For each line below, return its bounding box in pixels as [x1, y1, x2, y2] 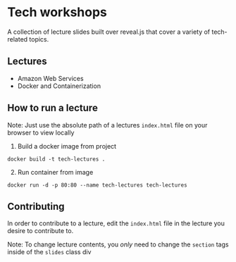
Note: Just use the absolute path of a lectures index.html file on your [7, 120, 208, 129]
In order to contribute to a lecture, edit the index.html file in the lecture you [7, 219, 225, 227]
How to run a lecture [7, 102, 99, 114]
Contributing [7, 200, 65, 212]
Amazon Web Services [17, 74, 84, 82]
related [7, 35, 28, 43]
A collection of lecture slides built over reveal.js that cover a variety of [7, 27, 211, 36]
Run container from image [17, 168, 94, 176]
